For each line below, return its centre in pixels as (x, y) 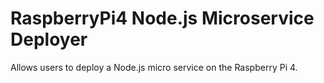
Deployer (49, 39)
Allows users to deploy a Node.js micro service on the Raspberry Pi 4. (154, 67)
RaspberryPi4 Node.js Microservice (162, 18)
